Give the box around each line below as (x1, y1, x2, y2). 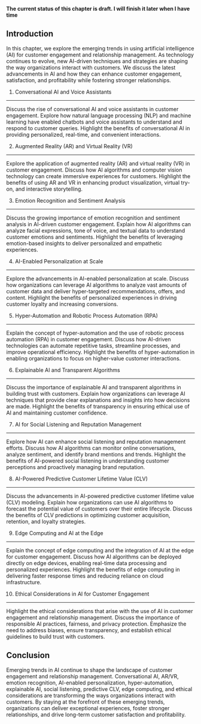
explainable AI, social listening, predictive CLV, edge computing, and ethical (6, 685, 193, 692)
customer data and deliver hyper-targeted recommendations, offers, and (6, 287, 185, 295)
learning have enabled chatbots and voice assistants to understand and (6, 118, 182, 125)
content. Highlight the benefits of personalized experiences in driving (6, 294, 177, 301)
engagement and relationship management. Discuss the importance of (6, 614, 180, 621)
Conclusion (6, 650, 50, 660)
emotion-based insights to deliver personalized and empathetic (6, 239, 163, 247)
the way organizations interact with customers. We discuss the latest (6, 64, 176, 71)
